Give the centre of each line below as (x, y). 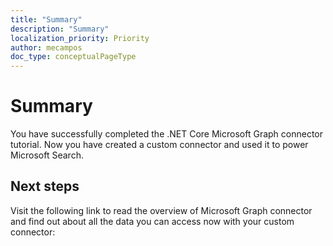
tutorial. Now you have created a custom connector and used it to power (159, 145)
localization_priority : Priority (80, 38)
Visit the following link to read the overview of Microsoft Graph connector (161, 210)
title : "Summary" (46, 19)
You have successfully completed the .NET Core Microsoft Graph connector (167, 134)
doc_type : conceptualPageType (73, 57)
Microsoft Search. (47, 155)
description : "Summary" (60, 29)
